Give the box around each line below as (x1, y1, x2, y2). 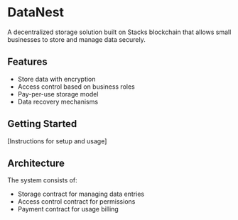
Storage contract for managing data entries (17, 189, 144, 199)
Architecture (7, 157, 65, 169)
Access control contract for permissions (17, 197, 136, 206)
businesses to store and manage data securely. (7, 35, 146, 43)
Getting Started (7, 118, 77, 130)
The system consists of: (7, 176, 78, 185)
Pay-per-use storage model (17, 89, 99, 98)
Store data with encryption (17, 75, 96, 83)
